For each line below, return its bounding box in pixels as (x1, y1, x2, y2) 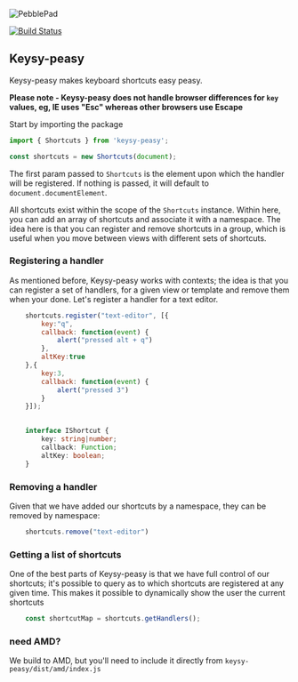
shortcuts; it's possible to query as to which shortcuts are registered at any (9, 578, 285, 589)
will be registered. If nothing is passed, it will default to (9, 178, 209, 189)
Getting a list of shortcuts (9, 548, 122, 560)
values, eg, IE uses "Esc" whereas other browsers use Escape (9, 101, 243, 112)
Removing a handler (9, 480, 98, 493)
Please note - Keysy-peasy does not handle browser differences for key (9, 92, 278, 102)
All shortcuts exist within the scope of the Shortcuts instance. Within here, (9, 205, 282, 215)
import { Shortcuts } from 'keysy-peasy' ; (9, 136, 169, 145)
